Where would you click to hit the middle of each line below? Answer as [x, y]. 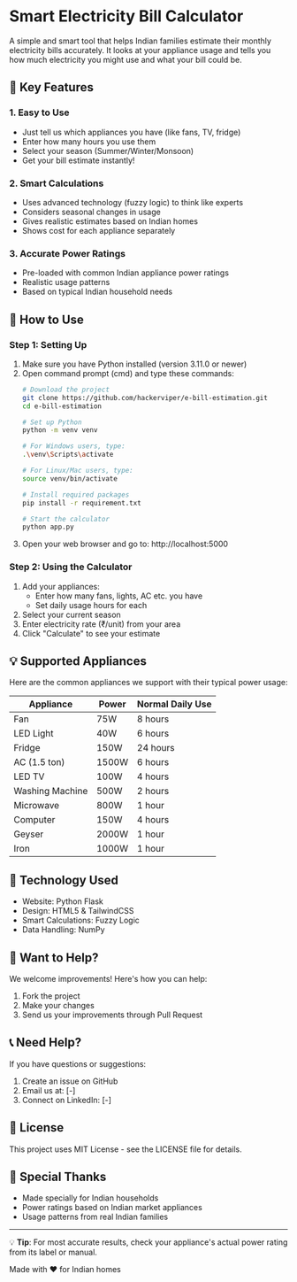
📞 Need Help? [46, 1043]
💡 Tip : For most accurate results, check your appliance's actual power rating [148, 1242]
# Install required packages [76, 494]
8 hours [153, 719]
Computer [34, 820]
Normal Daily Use [174, 704]
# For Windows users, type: [73, 446]
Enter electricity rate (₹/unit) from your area [101, 624]
